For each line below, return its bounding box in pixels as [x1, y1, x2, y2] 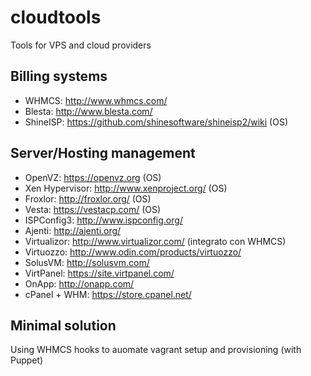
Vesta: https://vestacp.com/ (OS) [24, 203, 162, 215]
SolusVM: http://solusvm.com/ [24, 256, 150, 268]
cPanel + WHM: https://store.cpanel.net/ [24, 288, 192, 300]
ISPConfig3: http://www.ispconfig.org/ [24, 214, 183, 226]
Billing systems [10, 68, 108, 85]
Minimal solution [10, 317, 117, 334]
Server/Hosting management [10, 145, 196, 162]
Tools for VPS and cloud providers [10, 39, 152, 51]
